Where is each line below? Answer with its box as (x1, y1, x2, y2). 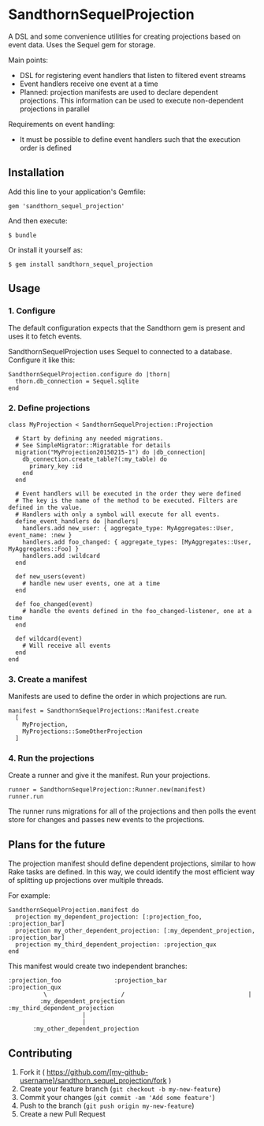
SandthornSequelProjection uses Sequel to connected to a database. (8, 347, 232, 357)
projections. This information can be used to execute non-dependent (19, 95, 244, 105)
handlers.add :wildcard (22, 552, 101, 559)
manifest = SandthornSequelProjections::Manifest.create (8, 707, 199, 715)
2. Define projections (8, 402, 91, 413)
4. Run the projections (8, 752, 95, 763)
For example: (8, 891, 51, 900)
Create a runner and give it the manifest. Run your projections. (8, 771, 210, 780)
